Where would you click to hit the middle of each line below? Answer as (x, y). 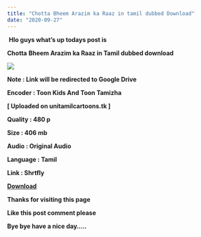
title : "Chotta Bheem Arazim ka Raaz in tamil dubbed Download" (101, 13)
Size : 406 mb (27, 132)
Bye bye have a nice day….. (47, 226)
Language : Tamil (32, 159)
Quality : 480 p (29, 119)
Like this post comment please (51, 213)
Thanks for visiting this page (49, 199)
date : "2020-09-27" (35, 20)
